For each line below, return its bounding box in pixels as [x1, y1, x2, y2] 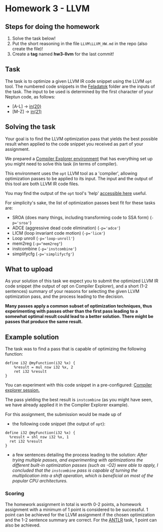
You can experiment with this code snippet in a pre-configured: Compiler [5, 382, 152, 388]
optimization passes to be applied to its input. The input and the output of [5, 175, 153, 181]
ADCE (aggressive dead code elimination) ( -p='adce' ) [12, 225, 121, 231]
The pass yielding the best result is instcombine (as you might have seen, [5, 397, 153, 403]
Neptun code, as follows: [5, 94, 55, 99]
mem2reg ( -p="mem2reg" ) [12, 241, 63, 246]
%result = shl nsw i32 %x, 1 [9, 435, 69, 440]
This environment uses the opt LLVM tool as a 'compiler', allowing [5, 170, 138, 176]
